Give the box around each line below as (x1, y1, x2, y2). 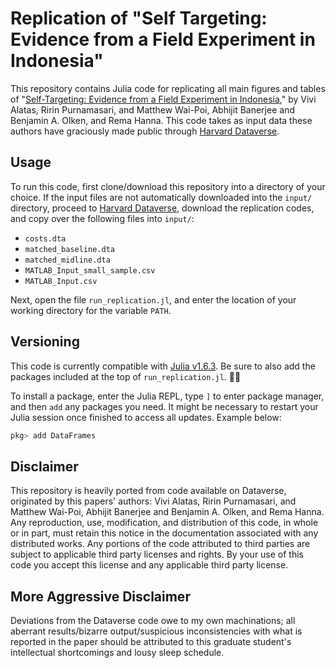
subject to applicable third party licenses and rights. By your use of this (10, 548, 305, 561)
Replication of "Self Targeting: (10, 7, 268, 30)
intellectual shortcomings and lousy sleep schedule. (10, 647, 225, 659)
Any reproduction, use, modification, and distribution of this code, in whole (10, 517, 319, 529)
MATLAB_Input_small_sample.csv (24, 265, 156, 276)
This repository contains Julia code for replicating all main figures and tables (10, 82, 326, 94)
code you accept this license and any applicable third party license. (10, 559, 289, 571)
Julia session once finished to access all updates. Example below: (10, 411, 282, 423)
